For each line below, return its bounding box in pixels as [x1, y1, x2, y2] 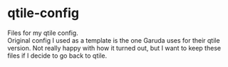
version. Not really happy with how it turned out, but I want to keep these [7, 43, 222, 52]
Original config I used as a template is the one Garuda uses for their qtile [7, 36, 220, 44]
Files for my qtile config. [7, 29, 78, 37]
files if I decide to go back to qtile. [7, 51, 108, 60]
